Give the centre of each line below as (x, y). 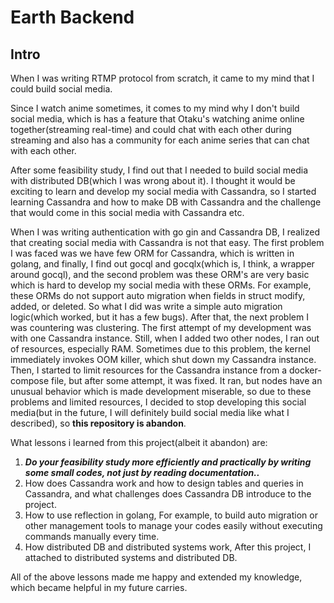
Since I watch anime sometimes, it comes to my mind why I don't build (155, 108)
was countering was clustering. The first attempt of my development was (161, 327)
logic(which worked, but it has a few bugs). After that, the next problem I (159, 317)
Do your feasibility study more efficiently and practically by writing (168, 462)
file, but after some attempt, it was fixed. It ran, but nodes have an (187, 380)
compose (30, 380)
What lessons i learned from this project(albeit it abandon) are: (139, 442)
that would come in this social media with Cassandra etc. (127, 212)
